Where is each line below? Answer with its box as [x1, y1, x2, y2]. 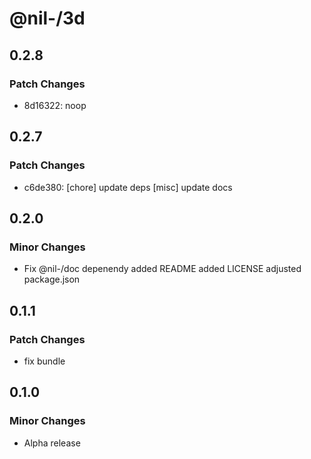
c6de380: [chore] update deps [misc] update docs [23, 181, 233, 193]
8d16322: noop [23, 99, 87, 111]
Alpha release [23, 437, 81, 449]
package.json [23, 273, 81, 286]
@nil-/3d [9, 7, 86, 30]
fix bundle [23, 355, 66, 367]
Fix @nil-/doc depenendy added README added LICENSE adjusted [23, 263, 302, 275]
